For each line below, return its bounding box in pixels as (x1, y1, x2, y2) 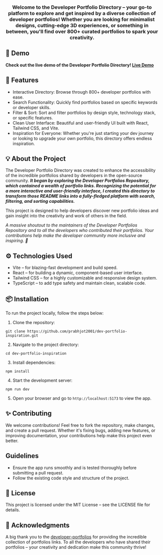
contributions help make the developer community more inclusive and (5, 232, 146, 239)
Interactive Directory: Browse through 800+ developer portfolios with (12, 89, 151, 95)
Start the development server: (12, 377, 73, 383)
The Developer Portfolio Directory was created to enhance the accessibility (5, 167, 156, 173)
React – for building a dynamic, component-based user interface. (12, 270, 143, 276)
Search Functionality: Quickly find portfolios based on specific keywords (12, 99, 158, 105)
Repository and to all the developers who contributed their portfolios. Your (5, 228, 154, 233)
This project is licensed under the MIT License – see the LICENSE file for (5, 502, 150, 508)
